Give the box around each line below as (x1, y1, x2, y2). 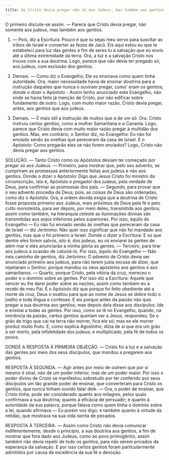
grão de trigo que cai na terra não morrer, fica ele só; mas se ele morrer (5, 318, 154, 324)
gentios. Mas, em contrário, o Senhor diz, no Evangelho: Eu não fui (12, 131, 151, 137)
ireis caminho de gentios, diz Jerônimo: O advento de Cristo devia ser (5, 253, 150, 260)
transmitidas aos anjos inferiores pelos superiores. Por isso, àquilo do (5, 216, 149, 222)
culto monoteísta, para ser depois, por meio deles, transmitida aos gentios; (5, 205, 160, 211)
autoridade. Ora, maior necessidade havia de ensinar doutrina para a (12, 78, 155, 84)
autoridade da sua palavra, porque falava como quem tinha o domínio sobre (5, 402, 162, 408)
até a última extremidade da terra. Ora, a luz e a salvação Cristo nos (12, 53, 153, 59)
